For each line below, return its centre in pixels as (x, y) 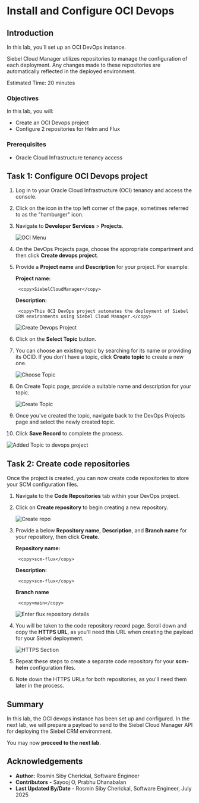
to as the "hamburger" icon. (49, 215)
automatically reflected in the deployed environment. (71, 71)
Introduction (30, 33)
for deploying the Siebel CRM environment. (59, 731)
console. (26, 197)
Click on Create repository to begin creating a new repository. (92, 507)
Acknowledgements (45, 762)
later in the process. (40, 686)
